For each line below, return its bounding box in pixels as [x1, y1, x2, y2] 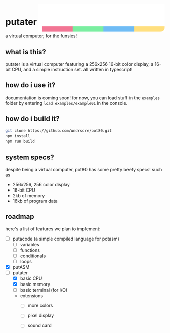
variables [20, 241, 39, 247]
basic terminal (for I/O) [20, 287, 68, 293]
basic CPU [20, 275, 42, 281]
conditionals [20, 253, 46, 259]
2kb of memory [12, 192, 45, 198]
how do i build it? [5, 114, 60, 123]
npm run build [5, 139, 35, 145]
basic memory [20, 281, 51, 288]
